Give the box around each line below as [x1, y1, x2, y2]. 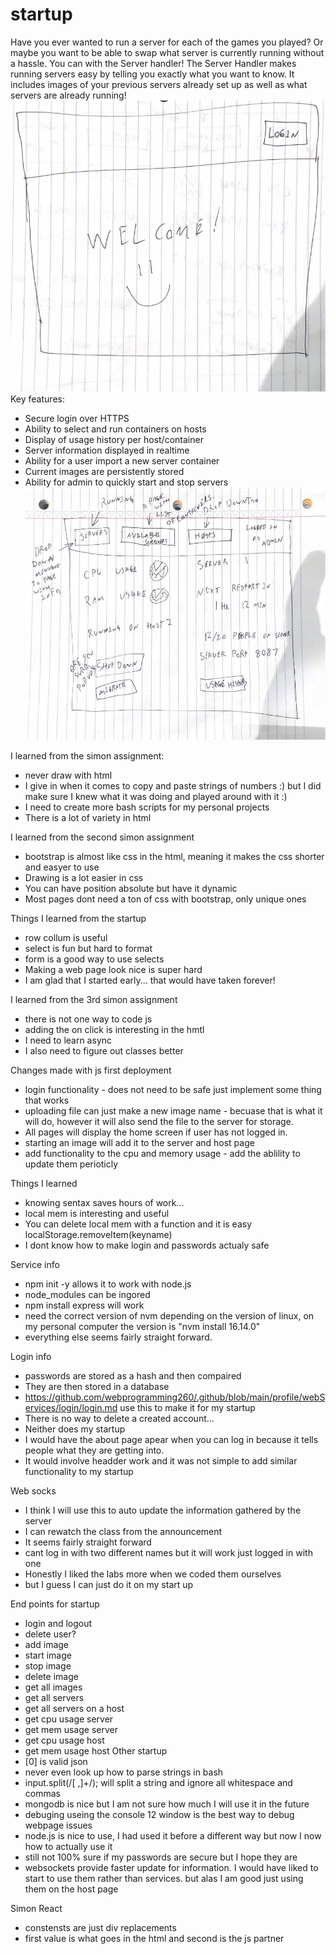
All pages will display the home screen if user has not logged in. [24, 1126, 288, 1138]
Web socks [10, 1484, 57, 1497]
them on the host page [24, 1883, 119, 1895]
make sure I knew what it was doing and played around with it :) [24, 790, 288, 802]
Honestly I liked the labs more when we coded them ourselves [24, 1568, 282, 1580]
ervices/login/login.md [24, 1401, 118, 1413]
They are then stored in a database [24, 1380, 170, 1392]
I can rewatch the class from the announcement [24, 1525, 223, 1537]
